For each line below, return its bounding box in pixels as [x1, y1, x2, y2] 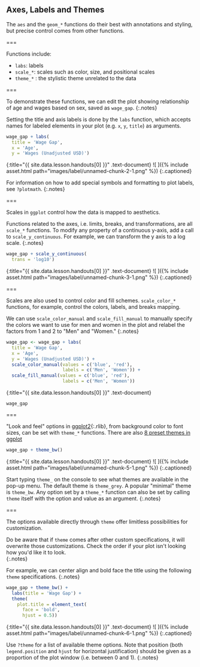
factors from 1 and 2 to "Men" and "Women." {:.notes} [6, 328, 140, 335]
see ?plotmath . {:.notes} [6, 186, 65, 193]
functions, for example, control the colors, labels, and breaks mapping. [6, 304, 181, 311]
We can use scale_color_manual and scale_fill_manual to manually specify [6, 315, 193, 322]
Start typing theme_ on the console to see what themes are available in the [6, 475, 189, 483]
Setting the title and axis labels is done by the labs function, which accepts [6, 116, 191, 123]
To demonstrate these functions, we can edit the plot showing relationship [6, 98, 189, 105]
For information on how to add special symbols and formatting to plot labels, [6, 179, 195, 186]
